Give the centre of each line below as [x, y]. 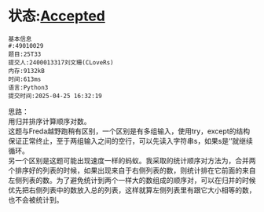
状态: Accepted [57, 16]
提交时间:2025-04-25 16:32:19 [55, 96]
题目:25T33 [25, 54]
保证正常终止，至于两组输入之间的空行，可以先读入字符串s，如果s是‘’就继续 [131, 141]
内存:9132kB [26, 71]
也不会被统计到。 [36, 199]
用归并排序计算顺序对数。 [49, 121]
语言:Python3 [28, 87]
